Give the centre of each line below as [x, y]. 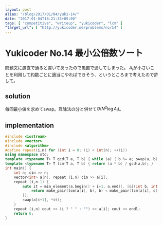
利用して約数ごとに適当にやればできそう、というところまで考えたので [84, 75]
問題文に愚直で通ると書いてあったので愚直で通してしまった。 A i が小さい [78, 68]
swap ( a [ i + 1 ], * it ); [42, 200]
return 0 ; [24, 213]
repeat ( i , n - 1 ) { [31, 182]
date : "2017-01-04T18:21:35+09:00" [41, 19]
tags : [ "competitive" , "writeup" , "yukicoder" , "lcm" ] [64, 23]
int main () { [18, 169]
